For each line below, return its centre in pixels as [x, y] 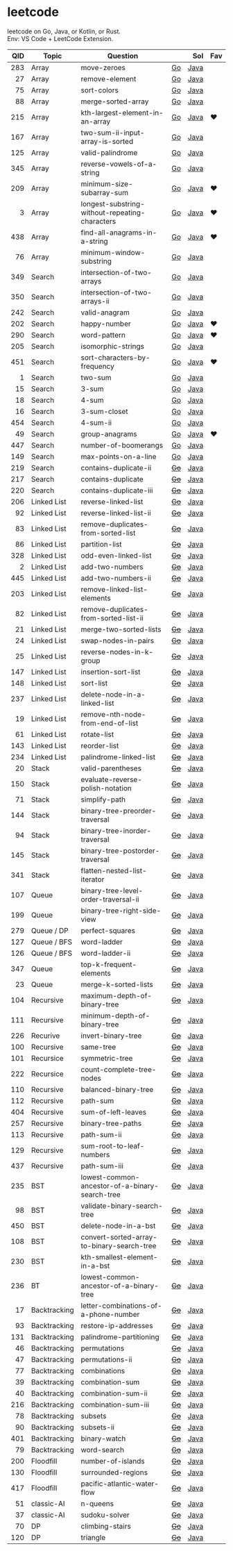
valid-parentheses [111, 768]
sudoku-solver [105, 1515]
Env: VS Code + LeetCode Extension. [60, 38]
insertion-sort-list [111, 672]
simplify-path [103, 799]
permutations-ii [106, 1359]
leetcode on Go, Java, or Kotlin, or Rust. [64, 31]
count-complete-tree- [119, 1069]
